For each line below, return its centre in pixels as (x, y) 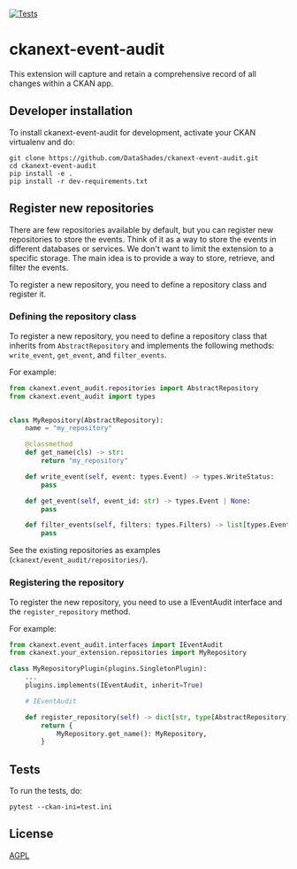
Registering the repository (67, 582)
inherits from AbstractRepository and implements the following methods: (142, 345)
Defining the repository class (73, 317)
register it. (28, 294)
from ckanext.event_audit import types (83, 396)
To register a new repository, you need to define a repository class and (138, 284)
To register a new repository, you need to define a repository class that (138, 335)
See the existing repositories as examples (85, 550)
